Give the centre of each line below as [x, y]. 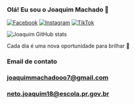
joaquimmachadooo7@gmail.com [58, 78]
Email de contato [32, 61]
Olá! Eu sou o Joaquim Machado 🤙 [58, 10]
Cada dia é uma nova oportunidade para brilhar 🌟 [68, 46]
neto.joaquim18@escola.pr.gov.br [58, 94]
